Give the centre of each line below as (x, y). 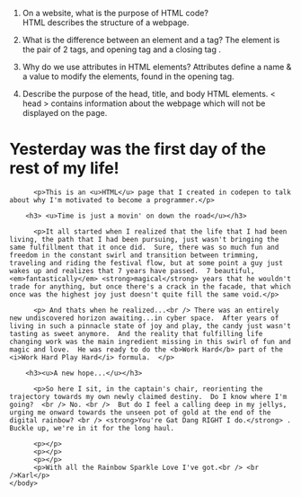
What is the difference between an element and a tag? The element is (151, 40)
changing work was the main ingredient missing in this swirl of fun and (150, 342)
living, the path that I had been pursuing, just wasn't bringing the (144, 239)
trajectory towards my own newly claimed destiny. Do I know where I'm (148, 396)
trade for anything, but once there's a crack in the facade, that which (150, 287)
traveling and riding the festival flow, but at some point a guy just (146, 263)
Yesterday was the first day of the (138, 150)
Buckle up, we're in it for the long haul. (92, 428)
